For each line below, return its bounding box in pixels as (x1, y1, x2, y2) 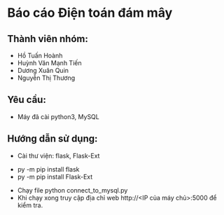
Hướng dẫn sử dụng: (7, 133, 98, 145)
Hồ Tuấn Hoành (17, 51, 63, 60)
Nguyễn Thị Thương (17, 74, 76, 82)
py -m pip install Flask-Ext (17, 172, 93, 181)
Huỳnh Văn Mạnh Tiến (17, 59, 82, 67)
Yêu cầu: (7, 94, 47, 106)
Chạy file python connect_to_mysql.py (17, 186, 128, 194)
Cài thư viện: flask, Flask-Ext (17, 151, 100, 160)
